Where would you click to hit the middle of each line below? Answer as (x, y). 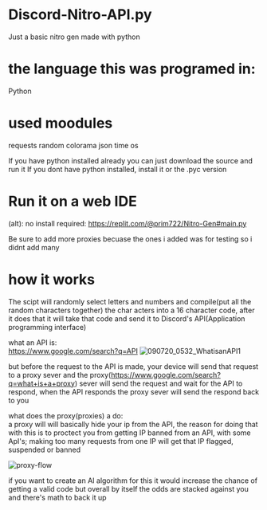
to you (19, 400)
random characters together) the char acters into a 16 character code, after (132, 310)
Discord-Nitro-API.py (80, 15)
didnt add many (34, 247)
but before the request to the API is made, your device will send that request (133, 366)
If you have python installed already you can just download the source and (131, 160)
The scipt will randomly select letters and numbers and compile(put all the (130, 301)
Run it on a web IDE (73, 202)
